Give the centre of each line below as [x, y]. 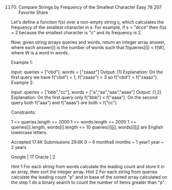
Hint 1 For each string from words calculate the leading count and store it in [88, 166]
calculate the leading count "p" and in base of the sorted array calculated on [89, 177]
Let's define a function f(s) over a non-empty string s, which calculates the [87, 22]
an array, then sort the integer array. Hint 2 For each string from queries [84, 172]
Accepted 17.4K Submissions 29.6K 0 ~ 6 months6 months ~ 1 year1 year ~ [88, 142]
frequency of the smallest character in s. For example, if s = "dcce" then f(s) [89, 27]
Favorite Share [33, 12]
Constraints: [24, 112]
